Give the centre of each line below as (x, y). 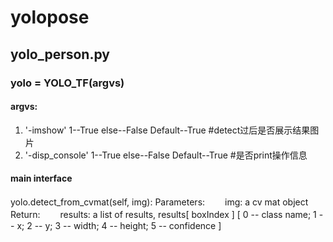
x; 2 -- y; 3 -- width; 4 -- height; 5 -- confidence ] (119, 225)
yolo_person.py (60, 54)
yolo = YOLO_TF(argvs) (67, 83)
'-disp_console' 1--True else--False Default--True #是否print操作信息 (166, 155)
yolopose (50, 17)
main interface (41, 178)
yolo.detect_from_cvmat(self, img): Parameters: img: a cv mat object (159, 202)
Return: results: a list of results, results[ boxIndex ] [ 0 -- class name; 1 (163, 214)
